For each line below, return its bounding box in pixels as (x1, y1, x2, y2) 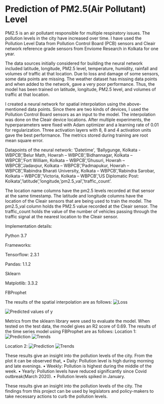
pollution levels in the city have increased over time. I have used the (5, 35, 142, 41)
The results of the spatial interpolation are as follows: (5, 299, 112, 305)
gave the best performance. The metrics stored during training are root (5, 132, 148, 138)
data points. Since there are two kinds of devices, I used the (27, 106, 149, 112)
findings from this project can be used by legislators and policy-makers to (5, 388, 154, 394)
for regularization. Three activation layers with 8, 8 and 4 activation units (5, 127, 151, 133)
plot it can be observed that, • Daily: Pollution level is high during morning (5, 357, 154, 363)
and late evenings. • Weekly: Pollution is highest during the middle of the (5, 363, 152, 369)
